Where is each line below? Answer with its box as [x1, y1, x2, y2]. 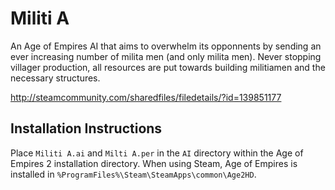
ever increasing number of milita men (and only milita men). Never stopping [10, 50, 322, 62]
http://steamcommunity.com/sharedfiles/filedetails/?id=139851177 [10, 91, 282, 103]
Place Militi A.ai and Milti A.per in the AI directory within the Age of [10, 147, 304, 159]
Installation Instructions [10, 120, 163, 137]
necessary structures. [10, 72, 101, 84]
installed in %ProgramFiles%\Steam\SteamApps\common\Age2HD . [10, 168, 257, 180]
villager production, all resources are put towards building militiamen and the [10, 61, 326, 73]
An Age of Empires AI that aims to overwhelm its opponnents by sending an [10, 40, 322, 52]
